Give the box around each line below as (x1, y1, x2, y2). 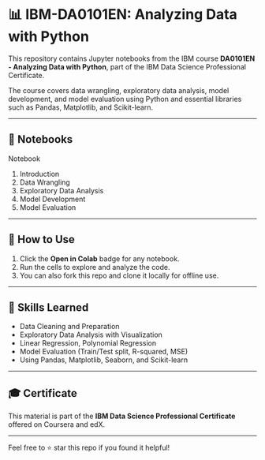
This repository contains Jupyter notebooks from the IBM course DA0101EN (8, 54, 256, 63)
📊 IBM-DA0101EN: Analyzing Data (8, 6, 238, 24)
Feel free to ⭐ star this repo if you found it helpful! (8, 443, 170, 453)
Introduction (19, 169, 60, 178)
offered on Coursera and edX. (8, 420, 106, 429)
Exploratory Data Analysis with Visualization (19, 330, 163, 339)
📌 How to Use (8, 233, 75, 246)
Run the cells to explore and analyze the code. (19, 262, 170, 271)
